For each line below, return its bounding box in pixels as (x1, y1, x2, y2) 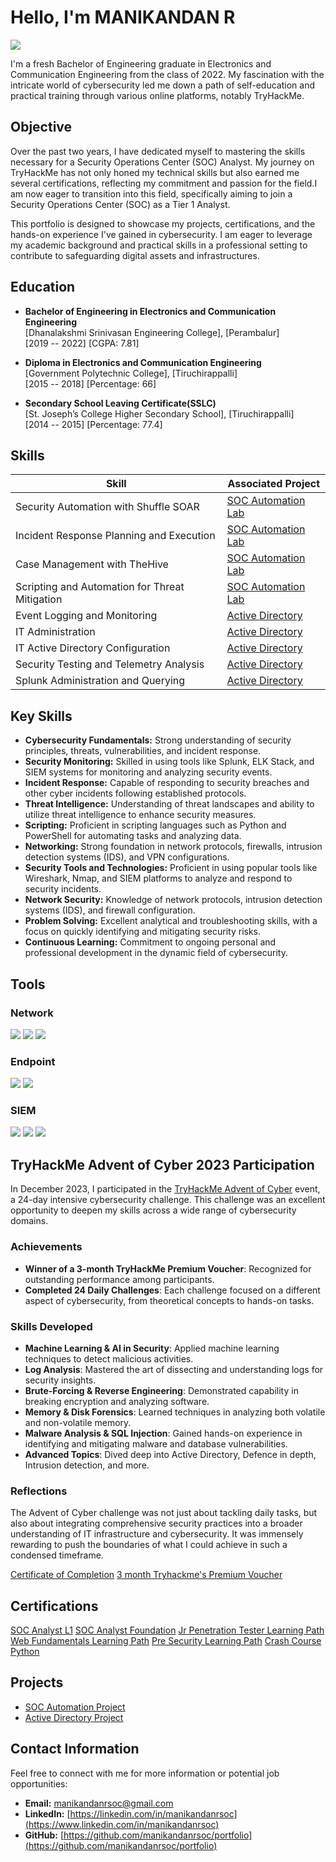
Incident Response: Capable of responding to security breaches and (24, 777, 310, 789)
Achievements (10, 1240, 83, 1254)
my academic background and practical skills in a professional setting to (10, 239, 308, 251)
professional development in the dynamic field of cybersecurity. (24, 947, 288, 959)
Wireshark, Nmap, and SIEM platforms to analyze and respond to (24, 872, 293, 885)
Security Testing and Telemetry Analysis (15, 657, 205, 671)
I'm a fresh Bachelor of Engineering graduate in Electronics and (10, 57, 272, 70)
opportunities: (10, 1777, 68, 1790)
